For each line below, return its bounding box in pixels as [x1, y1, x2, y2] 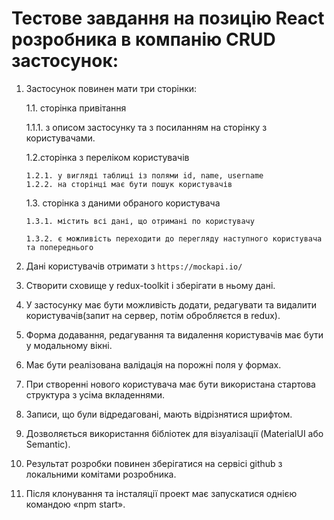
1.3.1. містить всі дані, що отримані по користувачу [25, 216, 255, 226]
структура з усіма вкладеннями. [25, 388, 166, 401]
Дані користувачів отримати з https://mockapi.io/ [25, 260, 243, 272]
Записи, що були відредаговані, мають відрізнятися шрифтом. [25, 408, 293, 420]
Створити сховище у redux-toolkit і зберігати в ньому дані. [25, 279, 276, 291]
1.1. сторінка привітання [25, 102, 127, 114]
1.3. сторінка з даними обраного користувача [25, 197, 221, 209]
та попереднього [25, 242, 94, 252]
